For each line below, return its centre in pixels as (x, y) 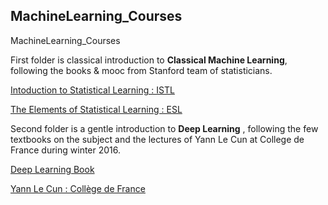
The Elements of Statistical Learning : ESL (96, 109)
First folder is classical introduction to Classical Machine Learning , (149, 60)
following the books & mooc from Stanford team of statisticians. (141, 70)
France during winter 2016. (66, 150)
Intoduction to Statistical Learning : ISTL (92, 90)
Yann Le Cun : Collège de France (78, 188)
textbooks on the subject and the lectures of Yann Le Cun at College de (157, 139)
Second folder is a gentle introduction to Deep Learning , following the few (164, 128)
